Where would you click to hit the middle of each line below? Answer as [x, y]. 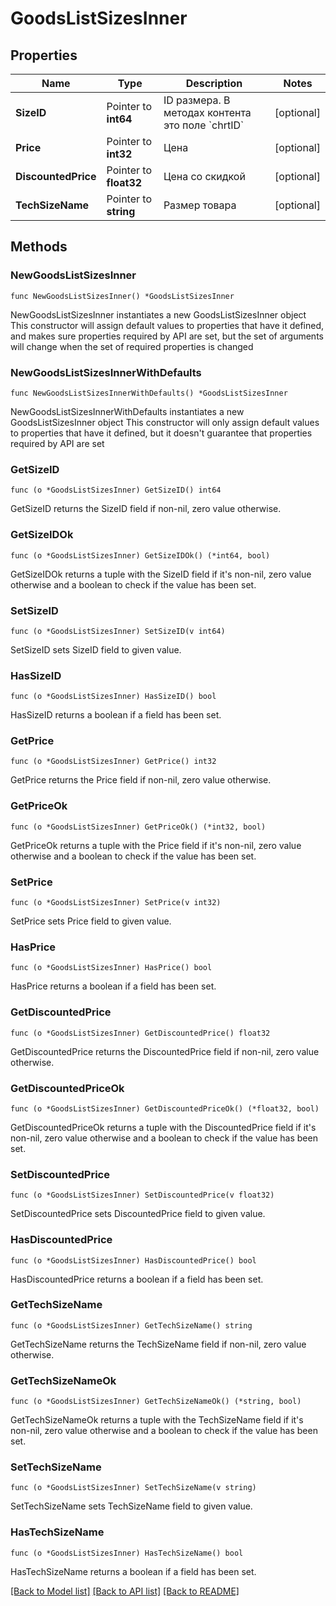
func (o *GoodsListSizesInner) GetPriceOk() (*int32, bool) [138, 827]
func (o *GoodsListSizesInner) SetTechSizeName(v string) [133, 1488]
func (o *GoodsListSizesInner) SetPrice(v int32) [116, 903]
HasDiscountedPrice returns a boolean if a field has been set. [137, 1279]
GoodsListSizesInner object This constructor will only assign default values [165, 422]
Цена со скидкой [204, 176]
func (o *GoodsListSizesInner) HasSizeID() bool [113, 697]
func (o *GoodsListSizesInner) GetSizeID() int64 [116, 490]
